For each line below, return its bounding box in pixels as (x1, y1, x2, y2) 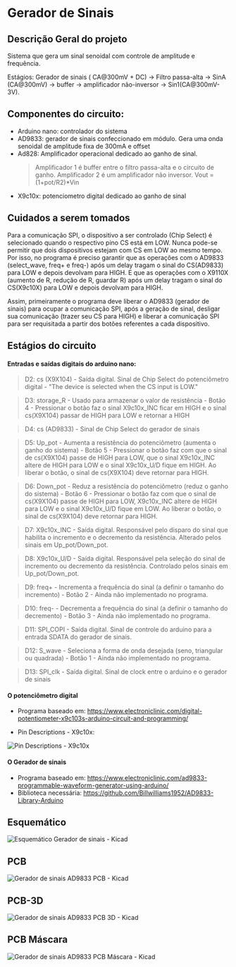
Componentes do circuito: (7, 108, 125, 121)
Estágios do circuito (7, 340, 97, 352)
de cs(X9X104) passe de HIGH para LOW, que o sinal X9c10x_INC (24, 453, 216, 462)
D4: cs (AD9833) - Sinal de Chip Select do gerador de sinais (24, 425, 200, 433)
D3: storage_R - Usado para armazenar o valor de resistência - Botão (24, 396, 226, 405)
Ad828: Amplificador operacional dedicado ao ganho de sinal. (17, 149, 198, 158)
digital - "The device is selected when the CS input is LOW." (24, 383, 199, 391)
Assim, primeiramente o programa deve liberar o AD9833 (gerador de (7, 297, 210, 305)
